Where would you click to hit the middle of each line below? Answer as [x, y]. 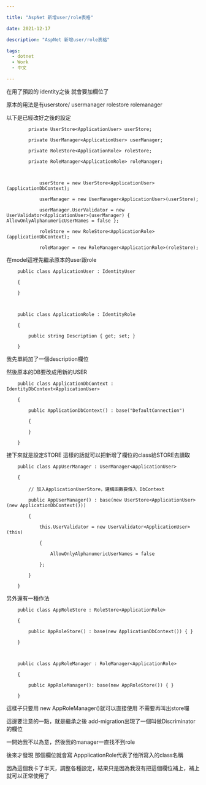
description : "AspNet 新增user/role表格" [58, 40]
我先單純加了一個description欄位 [48, 359]
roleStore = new [60, 231]
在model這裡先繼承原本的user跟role [51, 259]
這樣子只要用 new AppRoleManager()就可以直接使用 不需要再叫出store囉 [98, 708]
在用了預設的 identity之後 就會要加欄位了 [58, 91]
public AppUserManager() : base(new [75, 500]
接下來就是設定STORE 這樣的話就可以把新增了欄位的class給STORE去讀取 [98, 455]
